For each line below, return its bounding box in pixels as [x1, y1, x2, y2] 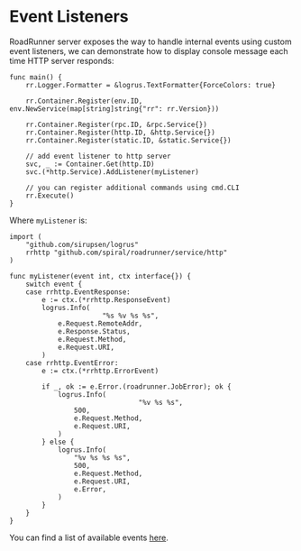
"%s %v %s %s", [102, 311, 160, 320]
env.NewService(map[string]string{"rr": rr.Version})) [9, 104, 220, 114]
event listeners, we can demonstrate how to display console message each [9, 45, 288, 56]
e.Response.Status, [57, 326, 131, 335]
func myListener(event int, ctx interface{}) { [9, 271, 192, 280]
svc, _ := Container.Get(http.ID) [25, 160, 155, 169]
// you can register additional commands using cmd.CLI [25, 183, 241, 192]
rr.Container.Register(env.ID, [25, 96, 143, 106]
